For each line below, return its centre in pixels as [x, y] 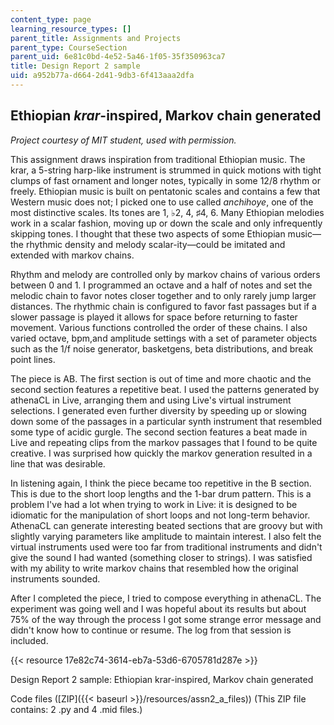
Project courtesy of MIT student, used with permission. [123, 140]
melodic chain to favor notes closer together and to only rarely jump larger [163, 295]
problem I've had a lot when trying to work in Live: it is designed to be [154, 504]
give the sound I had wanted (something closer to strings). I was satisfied [161, 557]
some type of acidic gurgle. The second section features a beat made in [159, 432]
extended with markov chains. [72, 255]
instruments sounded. [55, 578]
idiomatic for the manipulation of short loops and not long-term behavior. [160, 515]
